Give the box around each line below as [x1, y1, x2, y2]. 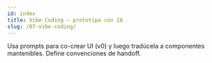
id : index [7, 10, 36, 17]
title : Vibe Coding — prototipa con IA [7, 17, 123, 24]
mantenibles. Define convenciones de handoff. [7, 49, 142, 57]
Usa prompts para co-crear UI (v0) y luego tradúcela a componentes [7, 42, 205, 51]
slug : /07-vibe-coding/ [7, 23, 77, 30]
